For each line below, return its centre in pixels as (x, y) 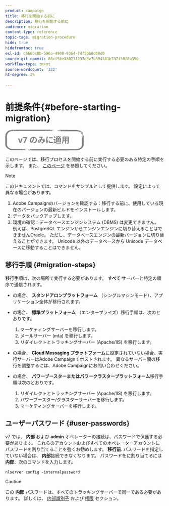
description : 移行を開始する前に (37, 21)
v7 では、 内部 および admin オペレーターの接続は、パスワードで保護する (81, 436)
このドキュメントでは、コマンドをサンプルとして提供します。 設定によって (83, 186)
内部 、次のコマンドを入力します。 (40, 462)
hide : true (17, 43)
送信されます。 (29, 284)
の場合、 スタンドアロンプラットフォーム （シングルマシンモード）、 (83, 295)
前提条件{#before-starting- (63, 108)
